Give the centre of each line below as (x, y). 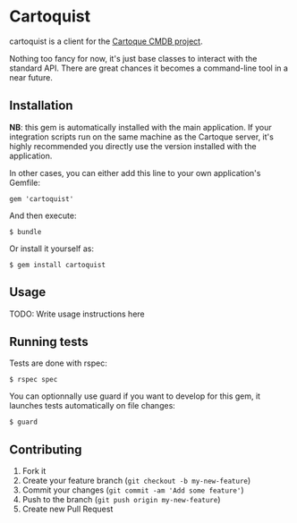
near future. (31, 77)
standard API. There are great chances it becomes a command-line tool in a (149, 68)
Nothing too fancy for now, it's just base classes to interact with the (133, 58)
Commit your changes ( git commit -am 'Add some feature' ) (133, 490)
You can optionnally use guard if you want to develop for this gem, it (135, 396)
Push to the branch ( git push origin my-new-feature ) (121, 500)
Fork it (34, 471)
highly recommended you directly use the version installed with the (133, 146)
